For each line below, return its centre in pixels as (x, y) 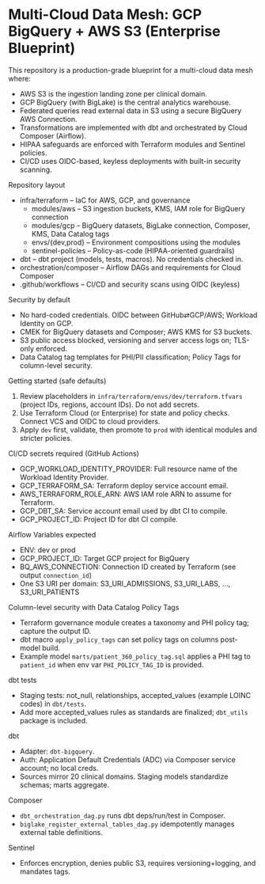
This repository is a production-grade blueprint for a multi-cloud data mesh (131, 70)
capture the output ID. (55, 631)
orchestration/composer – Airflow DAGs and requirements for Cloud (130, 267)
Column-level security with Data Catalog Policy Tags (94, 607)
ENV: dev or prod (47, 550)
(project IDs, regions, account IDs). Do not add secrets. (110, 404)
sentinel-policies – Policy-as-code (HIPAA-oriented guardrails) (133, 250)
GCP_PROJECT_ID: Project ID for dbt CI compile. (98, 519)
